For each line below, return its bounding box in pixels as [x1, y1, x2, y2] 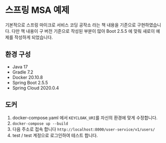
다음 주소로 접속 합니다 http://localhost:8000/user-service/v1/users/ [12, 126, 155, 132]
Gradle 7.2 [12, 69, 34, 75]
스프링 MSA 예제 [5, 4, 69, 16]
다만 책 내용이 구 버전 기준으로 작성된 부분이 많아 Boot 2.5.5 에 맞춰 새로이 [11, 28, 155, 34]
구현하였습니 [137, 22, 162, 28]
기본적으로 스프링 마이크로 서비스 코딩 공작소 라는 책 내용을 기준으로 [5, 22, 136, 28]
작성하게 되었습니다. [14, 34, 53, 40]
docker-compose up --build [12, 121, 68, 126]
